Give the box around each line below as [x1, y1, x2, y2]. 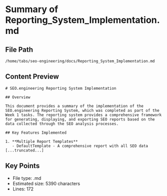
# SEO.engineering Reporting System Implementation [5, 86, 116, 91]
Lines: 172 [12, 186, 34, 192]
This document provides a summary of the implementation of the [5, 103, 144, 108]
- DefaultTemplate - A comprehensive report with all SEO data [12, 143, 148, 148]
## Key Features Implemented [5, 130, 67, 135]
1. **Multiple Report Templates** [5, 139, 78, 144]
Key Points [5, 162, 40, 170]
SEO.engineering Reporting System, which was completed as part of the [5, 108, 159, 113]
